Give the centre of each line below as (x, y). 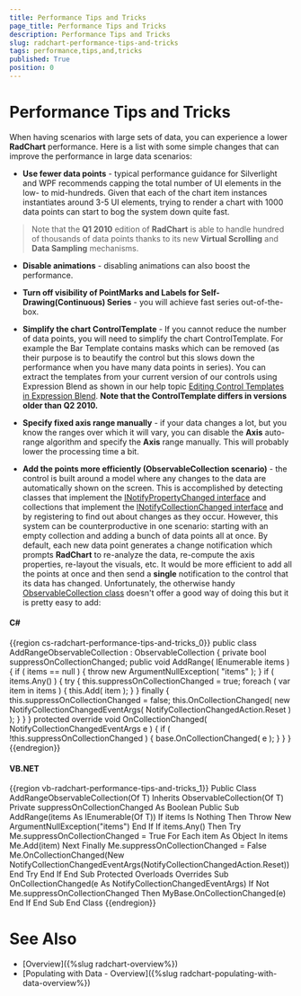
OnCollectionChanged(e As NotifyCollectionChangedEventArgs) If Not (139, 884)
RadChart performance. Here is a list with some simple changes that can (144, 146)
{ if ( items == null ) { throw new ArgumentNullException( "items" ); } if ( (142, 672)
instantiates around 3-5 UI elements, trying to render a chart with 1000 (153, 202)
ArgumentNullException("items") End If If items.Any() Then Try (125, 826)
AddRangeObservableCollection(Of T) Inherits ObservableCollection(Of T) (147, 798)
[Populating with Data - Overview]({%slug (100, 974)
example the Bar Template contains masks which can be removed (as (151, 348)
